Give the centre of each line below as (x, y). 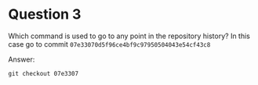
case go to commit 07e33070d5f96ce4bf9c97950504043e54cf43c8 (109, 44)
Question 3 (45, 14)
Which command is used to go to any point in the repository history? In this (129, 36)
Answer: (22, 59)
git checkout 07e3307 (44, 73)
